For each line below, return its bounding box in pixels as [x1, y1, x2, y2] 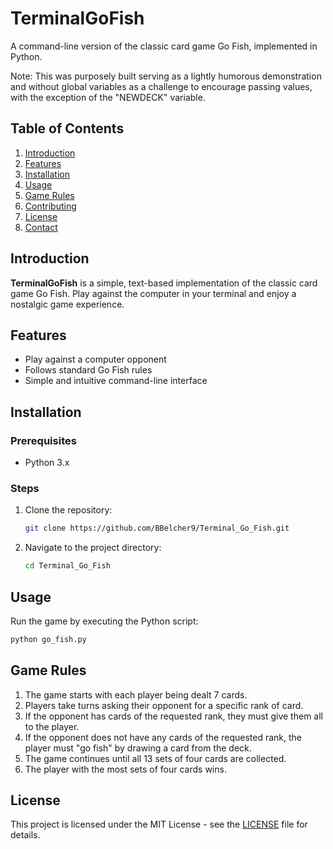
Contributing [24, 200, 77, 212]
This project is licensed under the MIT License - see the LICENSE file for [10, 818, 308, 831]
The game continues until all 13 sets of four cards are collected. [24, 752, 287, 764]
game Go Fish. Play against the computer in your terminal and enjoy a [10, 287, 297, 299]
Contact [24, 221, 58, 233]
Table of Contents [10, 120, 125, 137]
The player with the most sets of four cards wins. [24, 763, 227, 775]
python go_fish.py [10, 634, 87, 644]
